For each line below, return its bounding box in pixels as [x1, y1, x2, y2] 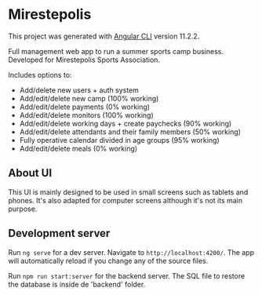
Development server [8, 227, 111, 240]
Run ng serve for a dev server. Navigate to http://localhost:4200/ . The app [8, 247, 255, 257]
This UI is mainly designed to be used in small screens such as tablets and [8, 187, 249, 197]
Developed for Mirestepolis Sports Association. [8, 55, 161, 64]
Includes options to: [8, 70, 72, 79]
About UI [8, 166, 53, 180]
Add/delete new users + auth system [19, 85, 140, 95]
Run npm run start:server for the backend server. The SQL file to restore [8, 271, 246, 280]
